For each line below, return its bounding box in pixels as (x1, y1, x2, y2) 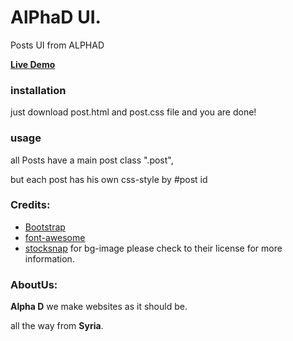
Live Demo (10, 58, 56, 70)
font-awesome (24, 231, 86, 243)
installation (10, 83, 67, 97)
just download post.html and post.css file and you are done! (10, 106, 257, 118)
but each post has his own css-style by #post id (10, 173, 208, 185)
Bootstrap (24, 221, 66, 233)
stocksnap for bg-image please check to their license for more (24, 242, 283, 254)
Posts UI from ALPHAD (10, 39, 105, 51)
